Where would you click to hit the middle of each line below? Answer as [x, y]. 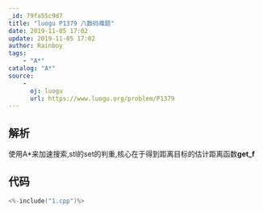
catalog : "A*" [32, 69]
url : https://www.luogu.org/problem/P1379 [102, 98]
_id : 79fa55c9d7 [35, 16]
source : [21, 76]
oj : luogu [46, 91]
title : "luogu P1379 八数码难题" [61, 23]
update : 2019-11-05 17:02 [52, 38]
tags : [17, 53]
